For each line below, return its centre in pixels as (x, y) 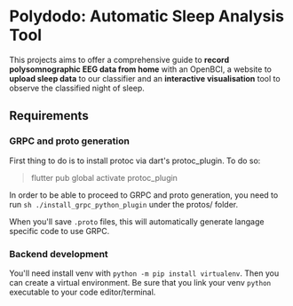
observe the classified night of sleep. (77, 88)
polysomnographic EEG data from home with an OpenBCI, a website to (141, 69)
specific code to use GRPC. (59, 231)
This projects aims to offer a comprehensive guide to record (119, 59)
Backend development (59, 254)
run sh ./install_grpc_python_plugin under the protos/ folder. (124, 204)
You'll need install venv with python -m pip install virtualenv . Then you (144, 273)
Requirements (49, 116)
